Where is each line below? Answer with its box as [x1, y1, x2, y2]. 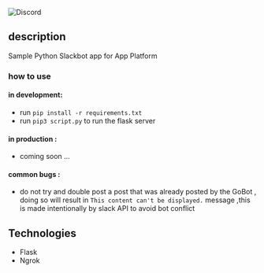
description [8, 30, 66, 43]
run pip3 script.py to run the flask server [19, 116, 156, 125]
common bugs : [8, 169, 61, 179]
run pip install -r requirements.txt [19, 107, 143, 117]
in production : [8, 134, 58, 143]
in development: [8, 90, 63, 100]
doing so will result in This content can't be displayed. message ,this [19, 195, 251, 205]
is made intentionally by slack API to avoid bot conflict [19, 204, 195, 213]
